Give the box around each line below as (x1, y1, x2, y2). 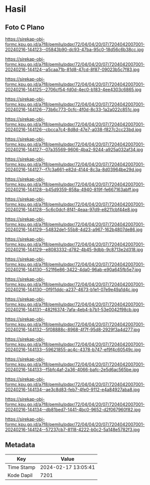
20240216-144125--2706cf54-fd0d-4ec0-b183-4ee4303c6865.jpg (5, 87, 142, 92)
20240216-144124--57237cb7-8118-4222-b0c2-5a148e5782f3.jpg (5, 427, 140, 432)
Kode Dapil (7, 472, 33, 479)
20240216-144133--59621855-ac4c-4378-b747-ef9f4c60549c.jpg (5, 347, 141, 353)
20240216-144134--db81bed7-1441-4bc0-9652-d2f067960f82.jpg (5, 407, 141, 412)
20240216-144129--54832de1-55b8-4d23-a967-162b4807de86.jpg (5, 226, 143, 232)
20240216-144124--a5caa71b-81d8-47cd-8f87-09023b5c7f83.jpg (5, 66, 140, 72)
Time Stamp (7, 464, 36, 471)
